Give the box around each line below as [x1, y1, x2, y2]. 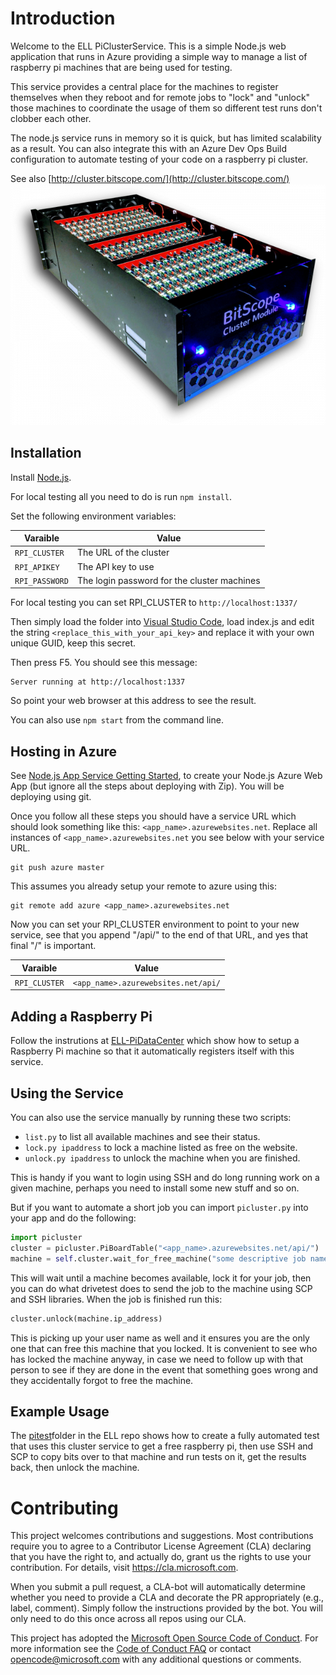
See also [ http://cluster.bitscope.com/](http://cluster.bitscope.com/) [10, 172, 290, 184]
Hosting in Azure [10, 743, 118, 760]
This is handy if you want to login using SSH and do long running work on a [10, 1172, 320, 1184]
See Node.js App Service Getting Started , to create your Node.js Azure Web [10, 770, 323, 782]
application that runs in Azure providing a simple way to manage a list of [10, 50, 308, 62]
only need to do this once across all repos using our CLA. [10, 1613, 247, 1625]
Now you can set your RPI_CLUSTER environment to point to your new [10, 918, 300, 931]
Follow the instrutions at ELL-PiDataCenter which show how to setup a [10, 1035, 300, 1047]
